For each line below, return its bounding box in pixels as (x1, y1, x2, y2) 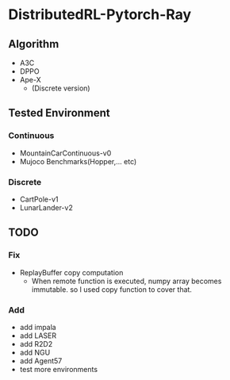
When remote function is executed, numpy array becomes (31, 276, 222, 286)
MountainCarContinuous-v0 (19, 148, 112, 158)
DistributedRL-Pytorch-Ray (8, 6, 192, 24)
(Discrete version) (31, 83, 90, 93)
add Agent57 (19, 355, 63, 366)
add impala (19, 322, 57, 332)
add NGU (19, 347, 51, 357)
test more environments (19, 364, 98, 374)
